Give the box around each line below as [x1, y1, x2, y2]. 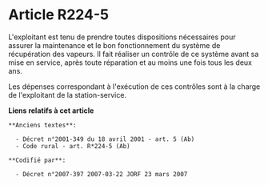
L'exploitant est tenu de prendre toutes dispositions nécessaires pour [8, 32, 236, 42]
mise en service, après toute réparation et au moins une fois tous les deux [8, 58, 252, 67]
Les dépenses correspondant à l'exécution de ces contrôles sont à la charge [8, 82, 261, 91]
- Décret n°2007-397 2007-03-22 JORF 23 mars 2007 [15, 170, 188, 178]
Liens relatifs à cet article [8, 106, 94, 115]
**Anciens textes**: [8, 121, 78, 129]
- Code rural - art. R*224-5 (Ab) [15, 142, 130, 150]
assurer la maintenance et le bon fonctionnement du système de [8, 40, 221, 50]
